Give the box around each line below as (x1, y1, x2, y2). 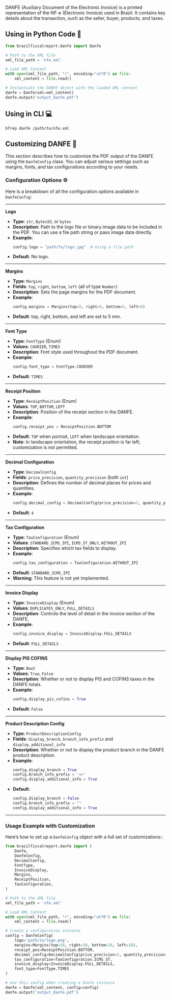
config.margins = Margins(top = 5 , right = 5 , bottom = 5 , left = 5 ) (12, 304, 146, 309)
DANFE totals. (12, 681, 42, 687)
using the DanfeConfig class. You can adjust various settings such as (5, 158, 149, 165)
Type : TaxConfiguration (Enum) (12, 534, 79, 540)
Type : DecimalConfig (12, 469, 56, 475)
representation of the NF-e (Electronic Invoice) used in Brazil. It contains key (5, 10, 166, 16)
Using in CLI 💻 (5, 110, 52, 118)
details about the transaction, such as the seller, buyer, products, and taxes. (5, 15, 164, 21)
